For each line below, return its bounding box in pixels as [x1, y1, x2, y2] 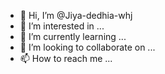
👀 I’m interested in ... [19, 20, 105, 32]
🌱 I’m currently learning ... [19, 31, 127, 42]
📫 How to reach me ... [19, 53, 113, 64]
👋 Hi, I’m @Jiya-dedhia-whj [19, 10, 133, 21]
